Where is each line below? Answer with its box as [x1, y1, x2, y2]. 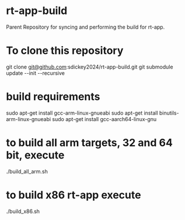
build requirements [6, 90, 100, 104]
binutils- [159, 109, 179, 116]
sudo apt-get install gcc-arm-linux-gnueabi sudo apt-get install [6, 109, 159, 116]
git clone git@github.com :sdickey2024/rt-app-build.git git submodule [6, 63, 173, 70]
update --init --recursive [6, 69, 65, 77]
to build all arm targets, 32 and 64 [6, 136, 173, 149]
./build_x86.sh [6, 208, 40, 215]
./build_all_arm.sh [6, 168, 48, 175]
